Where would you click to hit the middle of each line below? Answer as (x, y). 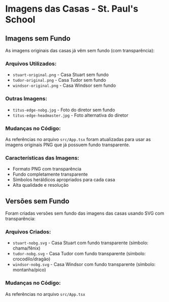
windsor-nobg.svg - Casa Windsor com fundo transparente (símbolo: (84, 264)
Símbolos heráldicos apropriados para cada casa (64, 180)
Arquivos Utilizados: (31, 63)
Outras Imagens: (26, 98)
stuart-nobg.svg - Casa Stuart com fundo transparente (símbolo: (80, 243)
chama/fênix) (26, 248)
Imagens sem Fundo (38, 38)
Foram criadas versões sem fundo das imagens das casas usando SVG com (85, 213)
